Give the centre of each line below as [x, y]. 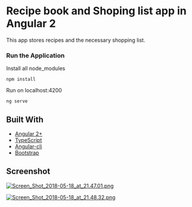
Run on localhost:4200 [34, 90]
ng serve [17, 101]
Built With [25, 119]
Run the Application [35, 55]
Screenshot [28, 172]
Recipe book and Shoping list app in [96, 11]
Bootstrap [27, 153]
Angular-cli [28, 146]
